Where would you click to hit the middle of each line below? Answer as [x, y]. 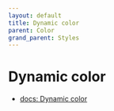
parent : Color [32, 30]
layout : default [35, 15]
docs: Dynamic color [53, 99]
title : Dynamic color [44, 23]
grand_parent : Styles [44, 38]
